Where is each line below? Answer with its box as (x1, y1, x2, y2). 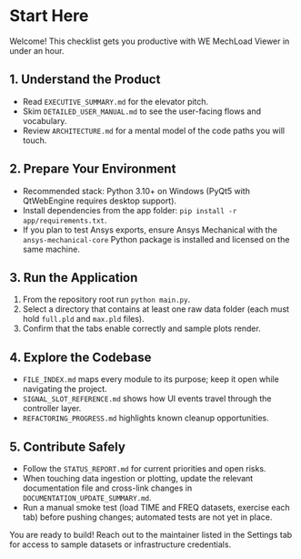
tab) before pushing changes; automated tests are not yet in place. (22, 512, 273, 523)
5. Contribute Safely (9, 439, 125, 454)
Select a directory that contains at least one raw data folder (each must (22, 304, 289, 315)
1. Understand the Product (9, 72, 161, 88)
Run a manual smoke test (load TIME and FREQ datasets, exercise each (22, 502, 291, 512)
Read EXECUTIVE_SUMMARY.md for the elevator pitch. (22, 96, 209, 107)
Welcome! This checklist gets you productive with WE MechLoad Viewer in (9, 36, 290, 47)
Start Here (9, 5, 89, 26)
